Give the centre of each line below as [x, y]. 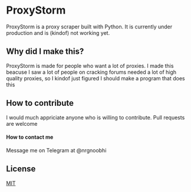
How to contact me [30, 137]
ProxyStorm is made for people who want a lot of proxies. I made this [90, 66]
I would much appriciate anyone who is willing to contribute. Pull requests [95, 117]
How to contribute [40, 103]
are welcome [22, 123]
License [21, 169]
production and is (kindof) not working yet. [58, 32]
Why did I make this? [45, 52]
